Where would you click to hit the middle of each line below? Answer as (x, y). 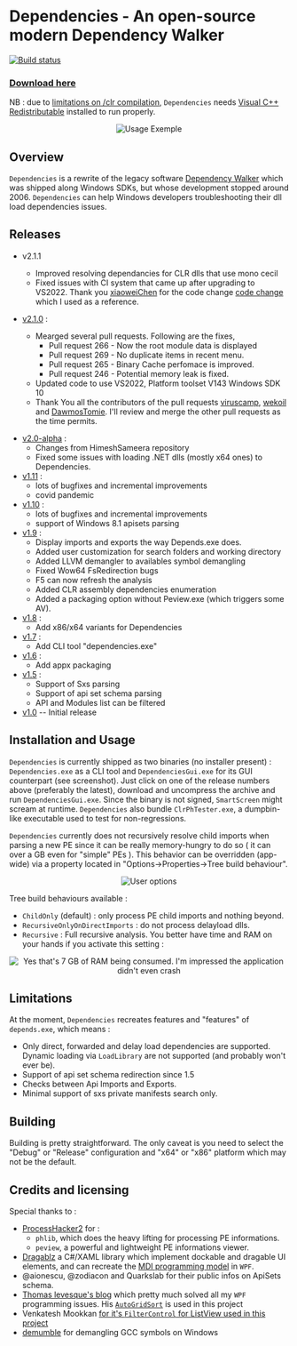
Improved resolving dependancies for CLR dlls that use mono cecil (156, 273)
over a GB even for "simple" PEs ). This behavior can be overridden (132, 854)
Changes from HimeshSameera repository (112, 447)
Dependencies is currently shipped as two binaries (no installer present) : (141, 761)
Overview (37, 157)
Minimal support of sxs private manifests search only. (120, 1094)
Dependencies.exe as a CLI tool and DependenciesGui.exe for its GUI (131, 771)
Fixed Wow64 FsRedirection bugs (97, 570)
